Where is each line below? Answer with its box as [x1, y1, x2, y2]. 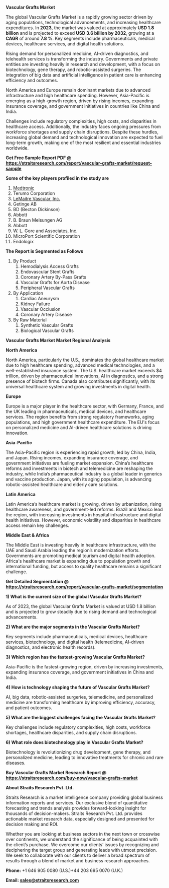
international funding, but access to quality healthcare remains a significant [6, 564, 161, 569]
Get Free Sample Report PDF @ [6, 155, 72, 161]
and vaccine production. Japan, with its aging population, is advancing [6, 476, 152, 482]
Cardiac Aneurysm [20, 296, 59, 301]
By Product [13, 258, 37, 264]
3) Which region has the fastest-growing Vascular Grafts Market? [6, 654, 145, 660]
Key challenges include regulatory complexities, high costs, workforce [6, 724, 151, 730]
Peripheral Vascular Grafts [20, 285, 75, 291]
